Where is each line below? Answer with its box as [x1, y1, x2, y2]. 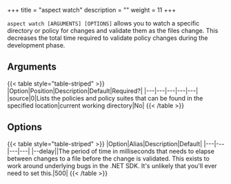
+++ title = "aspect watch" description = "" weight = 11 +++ [7, 6, 177, 14]
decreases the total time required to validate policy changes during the [7, 34, 208, 42]
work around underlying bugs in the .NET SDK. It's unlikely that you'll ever [7, 161, 217, 170]
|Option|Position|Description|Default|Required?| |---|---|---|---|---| [7, 86, 199, 95]
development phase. [7, 41, 66, 49]
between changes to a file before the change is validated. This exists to [7, 154, 210, 163]
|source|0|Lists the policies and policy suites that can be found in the [7, 94, 203, 102]
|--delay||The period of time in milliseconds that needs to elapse [31, 147, 215, 155]
